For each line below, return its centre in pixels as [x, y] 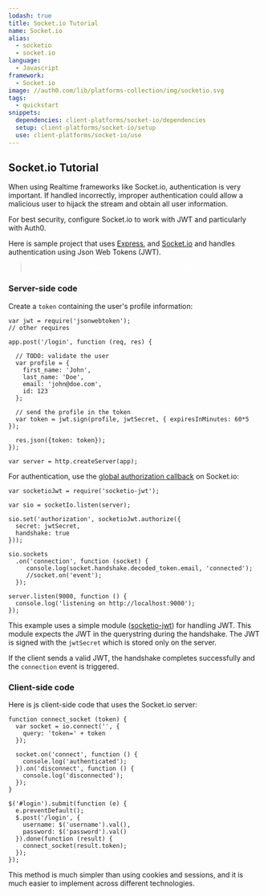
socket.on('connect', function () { [77, 755]
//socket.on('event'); [64, 575]
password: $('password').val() [75, 832]
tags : [17, 98]
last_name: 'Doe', [53, 377]
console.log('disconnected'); [73, 776]
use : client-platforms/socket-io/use [79, 135]
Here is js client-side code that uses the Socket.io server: [103, 705]
